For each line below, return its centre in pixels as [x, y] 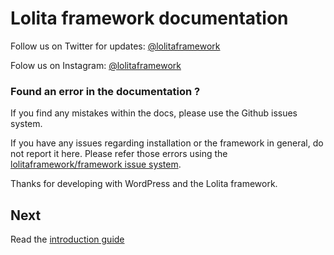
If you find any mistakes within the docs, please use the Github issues [154, 113]
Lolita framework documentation [149, 18]
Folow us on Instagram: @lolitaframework [96, 65]
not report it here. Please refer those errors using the [119, 154]
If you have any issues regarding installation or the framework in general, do [167, 143]
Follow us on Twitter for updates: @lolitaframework [115, 46]
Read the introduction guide [67, 239]
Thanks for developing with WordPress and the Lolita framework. [144, 184]
